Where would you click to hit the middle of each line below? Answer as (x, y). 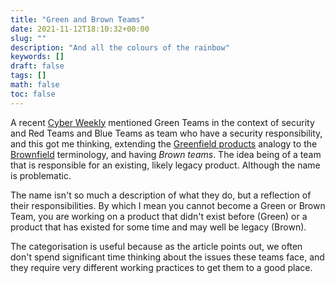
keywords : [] (37, 57)
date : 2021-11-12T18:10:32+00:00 (80, 29)
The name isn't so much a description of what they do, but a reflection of (161, 195)
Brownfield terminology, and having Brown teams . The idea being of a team (166, 154)
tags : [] (28, 76)
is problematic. (41, 175)
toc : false (33, 94)
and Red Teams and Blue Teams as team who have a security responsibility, (166, 133)
